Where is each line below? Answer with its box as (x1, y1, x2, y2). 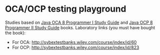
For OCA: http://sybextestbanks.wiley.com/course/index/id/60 (12, 39, 137, 45)
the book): (5, 30, 26, 36)
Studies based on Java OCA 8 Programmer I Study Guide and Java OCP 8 (5, 19, 153, 25)
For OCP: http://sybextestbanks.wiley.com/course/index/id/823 (12, 44, 140, 50)
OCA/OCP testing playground (5, 3, 126, 15)
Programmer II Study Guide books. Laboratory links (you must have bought (5, 24, 156, 30)
